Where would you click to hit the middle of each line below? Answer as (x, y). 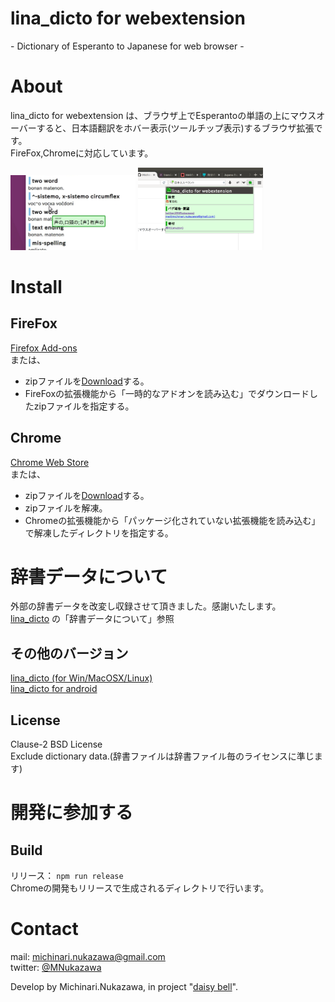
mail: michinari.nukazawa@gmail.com (88, 957)
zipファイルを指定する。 (84, 406)
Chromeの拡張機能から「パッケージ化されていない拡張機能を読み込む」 (172, 520)
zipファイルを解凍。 (66, 508)
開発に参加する (72, 813)
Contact (44, 929)
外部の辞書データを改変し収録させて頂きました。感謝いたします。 (146, 606)
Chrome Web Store (50, 462)
